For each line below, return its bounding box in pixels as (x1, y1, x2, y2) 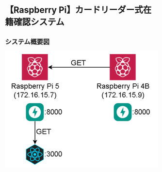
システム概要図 (5, 38, 50, 46)
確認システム (14, 17, 65, 28)
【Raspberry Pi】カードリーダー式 (5, 4, 143, 16)
